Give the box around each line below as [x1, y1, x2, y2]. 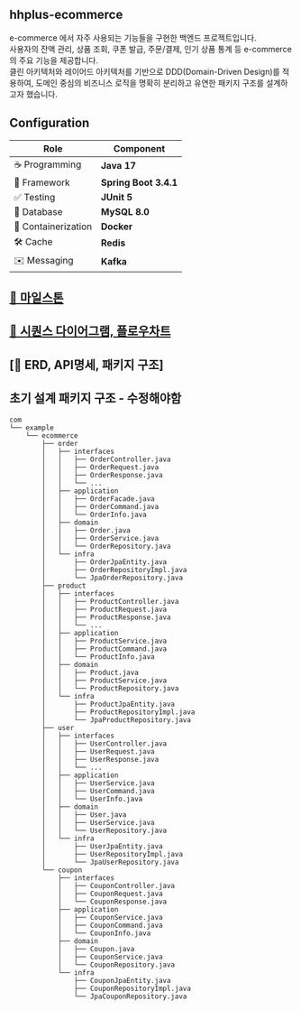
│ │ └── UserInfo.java [41, 794, 143, 803]
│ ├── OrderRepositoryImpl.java [41, 565, 187, 574]
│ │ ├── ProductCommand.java [41, 644, 168, 653]
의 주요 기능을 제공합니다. [9, 54, 99, 66]
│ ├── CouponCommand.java [57, 921, 164, 930]
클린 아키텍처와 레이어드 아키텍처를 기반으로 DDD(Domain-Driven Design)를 [9, 66, 281, 77]
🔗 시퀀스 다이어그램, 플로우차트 [9, 324, 171, 339]
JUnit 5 [100, 190, 133, 203]
